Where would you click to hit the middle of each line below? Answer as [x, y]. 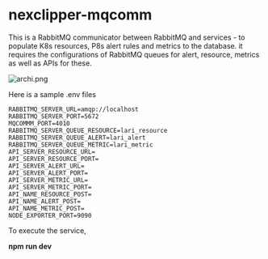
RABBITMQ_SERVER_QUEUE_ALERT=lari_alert [77, 138]
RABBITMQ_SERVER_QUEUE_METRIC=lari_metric [81, 144]
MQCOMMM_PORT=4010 [39, 123]
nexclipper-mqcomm [80, 15]
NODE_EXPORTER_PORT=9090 [50, 215]
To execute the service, [47, 230]
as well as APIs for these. [50, 63]
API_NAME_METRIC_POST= [46, 208]
